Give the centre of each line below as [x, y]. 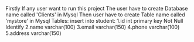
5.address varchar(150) [34, 33]
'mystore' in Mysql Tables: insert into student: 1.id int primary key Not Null [94, 21]
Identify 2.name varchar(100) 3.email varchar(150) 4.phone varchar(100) [93, 27]
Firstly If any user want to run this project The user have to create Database [97, 8]
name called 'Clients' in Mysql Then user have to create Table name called [95, 15]
